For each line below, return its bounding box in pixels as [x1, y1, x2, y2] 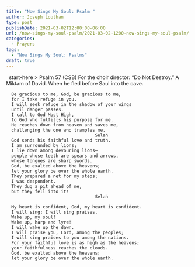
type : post [6, 19, 33, 25]
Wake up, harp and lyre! [11, 219, 72, 225]
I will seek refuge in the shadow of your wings [11, 101, 132, 107]
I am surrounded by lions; [11, 142, 77, 148]
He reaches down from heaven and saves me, [11, 122, 119, 128]
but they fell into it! [11, 189, 69, 194]
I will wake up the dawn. [11, 224, 75, 230]
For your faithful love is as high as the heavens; [11, 239, 140, 246]
